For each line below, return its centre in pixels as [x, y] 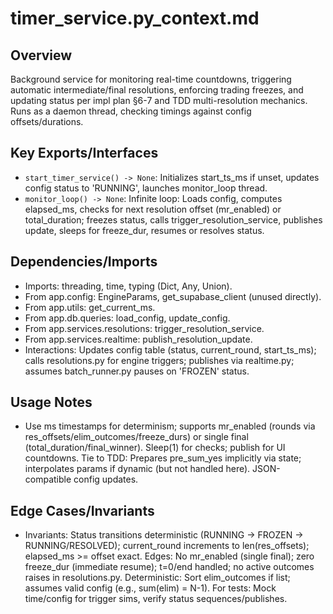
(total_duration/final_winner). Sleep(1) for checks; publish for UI [155, 448]
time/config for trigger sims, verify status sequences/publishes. [156, 599]
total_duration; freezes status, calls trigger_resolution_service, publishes [173, 219]
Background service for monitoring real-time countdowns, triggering [151, 79]
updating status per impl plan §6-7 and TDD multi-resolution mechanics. [159, 100]
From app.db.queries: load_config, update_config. [127, 318]
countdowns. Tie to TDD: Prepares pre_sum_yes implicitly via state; [163, 458]
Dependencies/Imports [84, 262]
